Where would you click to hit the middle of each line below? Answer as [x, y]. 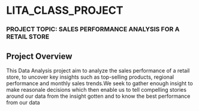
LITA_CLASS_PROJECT [65, 10]
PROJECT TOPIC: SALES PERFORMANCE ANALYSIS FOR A [93, 29]
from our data [23, 102]
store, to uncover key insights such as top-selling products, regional [90, 77]
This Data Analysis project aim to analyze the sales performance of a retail [98, 70]
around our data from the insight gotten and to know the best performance [98, 96]
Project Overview [39, 56]
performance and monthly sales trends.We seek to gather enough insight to [99, 83]
